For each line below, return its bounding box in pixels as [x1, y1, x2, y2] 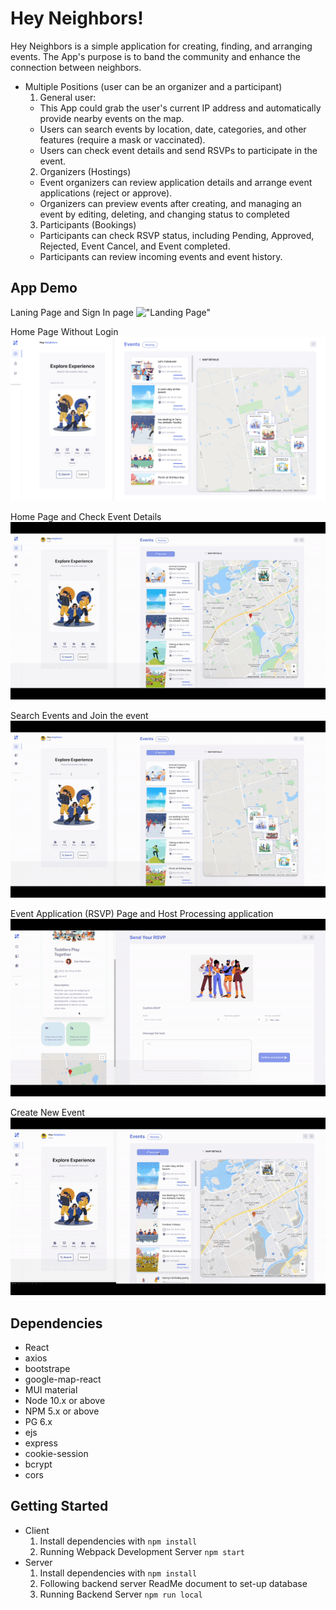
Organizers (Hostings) [39, 165, 132, 177]
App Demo [10, 280, 78, 297]
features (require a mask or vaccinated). [39, 133, 206, 146]
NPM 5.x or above [24, 1405, 100, 1417]
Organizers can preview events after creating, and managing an [39, 197, 302, 209]
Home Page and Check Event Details [10, 510, 162, 522]
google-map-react [24, 1373, 102, 1386]
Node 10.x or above [24, 1395, 106, 1407]
